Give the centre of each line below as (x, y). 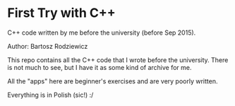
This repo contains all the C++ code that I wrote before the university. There (118, 60)
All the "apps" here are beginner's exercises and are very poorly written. (113, 81)
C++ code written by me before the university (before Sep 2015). (102, 33)
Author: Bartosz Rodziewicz (48, 46)
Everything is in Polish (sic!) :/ (50, 95)
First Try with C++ (61, 13)
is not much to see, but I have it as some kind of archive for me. (100, 67)
